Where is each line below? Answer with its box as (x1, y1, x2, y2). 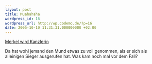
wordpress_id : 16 (5, 16, 40, 21)
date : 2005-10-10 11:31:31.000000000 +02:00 (5, 25, 97, 30)
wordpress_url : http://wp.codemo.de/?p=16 (5, 21, 92, 26)
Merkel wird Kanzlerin (5, 39, 49, 44)
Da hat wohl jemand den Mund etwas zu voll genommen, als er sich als (5, 48, 147, 54)
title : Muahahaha (5, 12, 40, 17)
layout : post (5, 7, 32, 12)
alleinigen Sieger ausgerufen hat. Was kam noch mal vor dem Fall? (5, 53, 138, 59)
